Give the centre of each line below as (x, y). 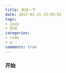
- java (12, 24)
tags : (11, 19)
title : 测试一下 (20, 10)
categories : (17, 33)
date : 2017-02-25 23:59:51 (33, 14)
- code (12, 38)
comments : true (21, 47)
